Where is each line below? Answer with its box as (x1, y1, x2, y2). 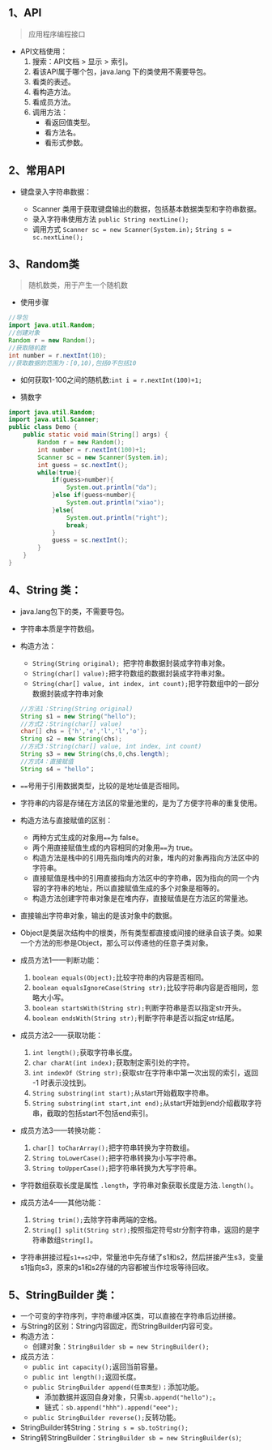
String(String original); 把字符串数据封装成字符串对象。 (32, 658, 230, 667)
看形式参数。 (44, 137, 87, 147)
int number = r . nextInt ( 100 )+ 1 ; (37, 445, 147, 454)
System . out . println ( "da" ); (66, 483, 158, 491)
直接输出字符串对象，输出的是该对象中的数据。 (19, 910, 176, 920)
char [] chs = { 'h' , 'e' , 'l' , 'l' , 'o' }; (19, 727, 148, 736)
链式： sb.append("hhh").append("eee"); (44, 1402, 179, 1412)
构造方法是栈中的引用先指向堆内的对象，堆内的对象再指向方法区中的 (32, 852, 260, 862)
